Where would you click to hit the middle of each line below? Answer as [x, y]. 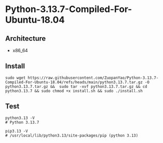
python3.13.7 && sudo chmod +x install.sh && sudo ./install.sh [74, 91]
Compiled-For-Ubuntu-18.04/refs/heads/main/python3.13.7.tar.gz [74, 82]
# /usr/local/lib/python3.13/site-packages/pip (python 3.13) [72, 135]
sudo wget [16, 78]
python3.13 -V [20, 118]
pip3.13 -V [17, 131]
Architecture [26, 38]
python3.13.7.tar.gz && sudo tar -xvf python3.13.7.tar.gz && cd [76, 86]
